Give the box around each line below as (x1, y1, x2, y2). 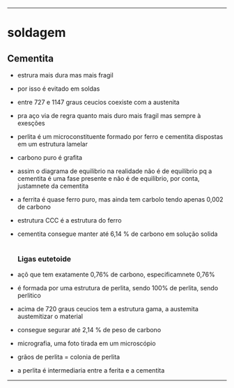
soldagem (7, 25, 66, 40)
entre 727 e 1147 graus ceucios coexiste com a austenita (17, 98, 180, 106)
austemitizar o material (17, 312, 84, 320)
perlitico (17, 291, 42, 299)
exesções (17, 119, 45, 127)
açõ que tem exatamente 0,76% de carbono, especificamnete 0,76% (17, 270, 215, 278)
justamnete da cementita (17, 182, 89, 190)
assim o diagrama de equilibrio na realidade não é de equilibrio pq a (17, 167, 212, 175)
